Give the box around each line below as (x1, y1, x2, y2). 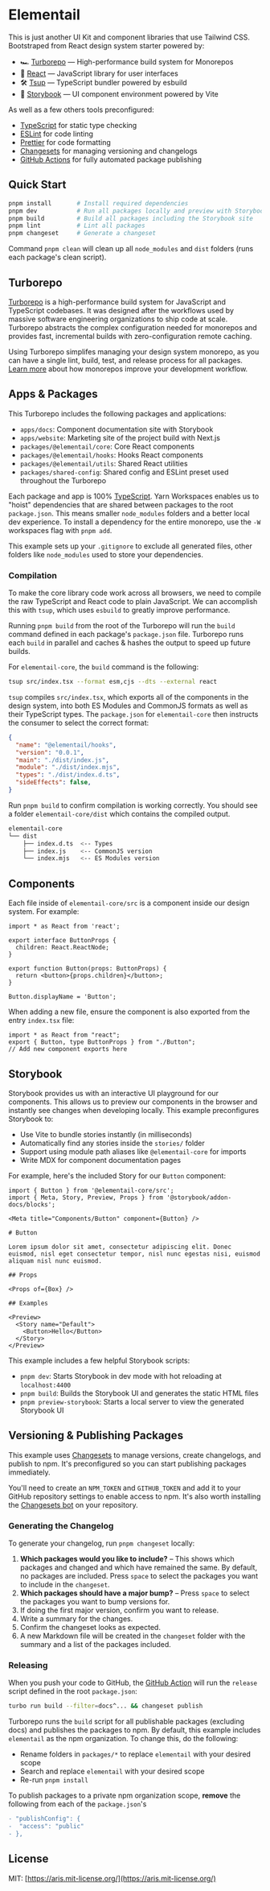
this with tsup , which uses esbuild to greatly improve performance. (8, 606, 231, 615)
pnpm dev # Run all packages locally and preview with (8, 207, 231, 215)
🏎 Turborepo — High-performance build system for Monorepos (19, 56, 234, 66)
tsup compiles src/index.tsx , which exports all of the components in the (8, 692, 249, 701)
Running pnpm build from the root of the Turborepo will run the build (8, 621, 235, 631)
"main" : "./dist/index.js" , (15, 755, 110, 764)
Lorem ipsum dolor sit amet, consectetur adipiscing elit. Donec (8, 1243, 231, 1251)
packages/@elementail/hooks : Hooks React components (19, 449, 203, 460)
